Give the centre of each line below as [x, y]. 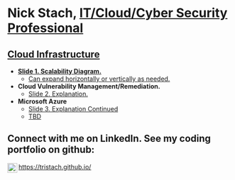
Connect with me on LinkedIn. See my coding [109, 139]
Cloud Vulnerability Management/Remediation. [89, 86]
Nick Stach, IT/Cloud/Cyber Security [117, 13]
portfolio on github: [51, 150]
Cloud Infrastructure [54, 54]
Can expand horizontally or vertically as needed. [99, 79]
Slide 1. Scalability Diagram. [59, 71]
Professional [45, 28]
